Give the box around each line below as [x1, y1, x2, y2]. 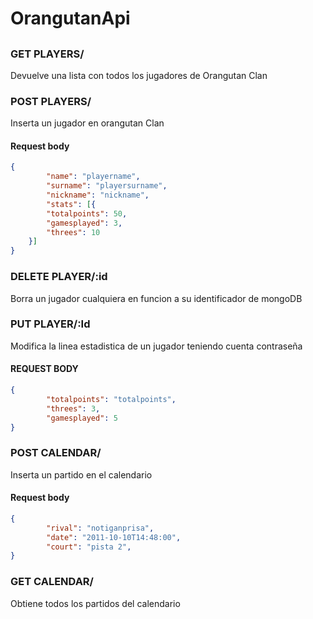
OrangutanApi [10, 7, 131, 30]
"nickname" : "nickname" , [46, 190, 150, 201]
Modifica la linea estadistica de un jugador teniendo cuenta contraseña [10, 340, 303, 352]
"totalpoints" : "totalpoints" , [46, 394, 177, 404]
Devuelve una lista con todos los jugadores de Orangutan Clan [10, 69, 268, 81]
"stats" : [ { [46, 199, 97, 209]
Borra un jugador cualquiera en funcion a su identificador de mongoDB [10, 292, 303, 304]
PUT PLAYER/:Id [10, 317, 91, 331]
